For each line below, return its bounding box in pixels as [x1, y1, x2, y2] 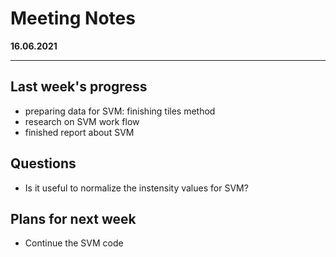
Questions [10, 155, 77, 172]
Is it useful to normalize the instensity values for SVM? [24, 182, 249, 194]
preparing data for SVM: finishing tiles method [24, 105, 216, 117]
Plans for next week [10, 210, 137, 227]
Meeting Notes [10, 7, 136, 30]
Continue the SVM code [24, 237, 124, 249]
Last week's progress [10, 78, 148, 96]
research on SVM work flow [24, 115, 140, 127]
